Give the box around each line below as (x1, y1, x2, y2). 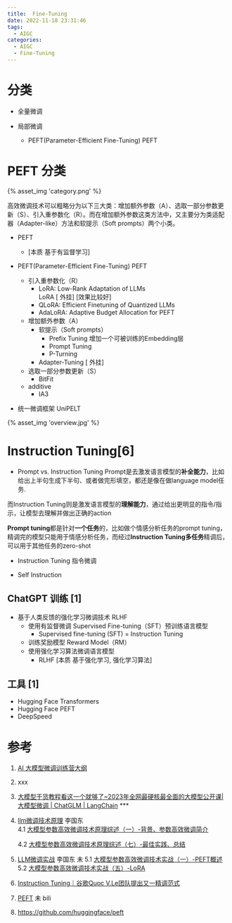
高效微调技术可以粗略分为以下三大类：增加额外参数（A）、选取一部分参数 (7, 201, 218, 210)
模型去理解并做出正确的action (25, 509, 112, 517)
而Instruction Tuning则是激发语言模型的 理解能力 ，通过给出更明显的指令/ (7, 500, 216, 508)
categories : (7, 37, 42, 44)
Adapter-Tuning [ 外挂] (38, 358, 104, 366)
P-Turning (49, 349, 78, 358)
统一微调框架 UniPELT (17, 404, 81, 413)
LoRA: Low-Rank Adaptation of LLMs (38, 284, 146, 293)
